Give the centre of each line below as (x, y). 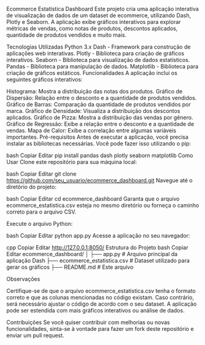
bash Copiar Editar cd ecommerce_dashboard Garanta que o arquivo (93, 199)
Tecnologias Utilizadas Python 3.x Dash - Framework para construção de (99, 47)
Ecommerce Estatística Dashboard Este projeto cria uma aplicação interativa (102, 9)
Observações (23, 279)
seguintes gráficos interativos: (44, 79)
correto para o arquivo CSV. (41, 212)
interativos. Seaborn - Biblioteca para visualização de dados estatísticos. (98, 60)
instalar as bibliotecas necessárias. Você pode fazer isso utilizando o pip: (99, 143)
